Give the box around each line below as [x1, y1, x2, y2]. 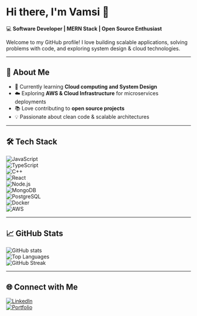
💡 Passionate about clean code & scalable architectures [14, 113, 150, 120]
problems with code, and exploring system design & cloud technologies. [6, 45, 181, 52]
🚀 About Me [6, 68, 50, 78]
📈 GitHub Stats [6, 228, 63, 238]
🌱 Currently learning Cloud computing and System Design [14, 83, 157, 90]
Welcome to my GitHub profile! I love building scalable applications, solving [6, 38, 188, 46]
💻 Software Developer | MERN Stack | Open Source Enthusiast [6, 25, 162, 32]
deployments [14, 98, 47, 105]
